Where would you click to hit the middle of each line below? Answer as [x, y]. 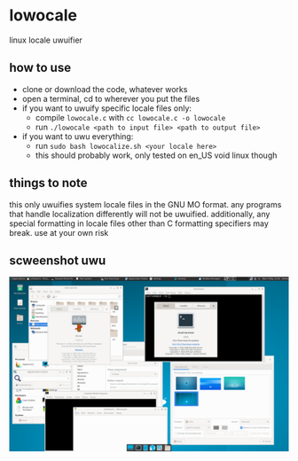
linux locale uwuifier [46, 40]
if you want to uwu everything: [78, 136]
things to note [48, 183]
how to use [40, 68]
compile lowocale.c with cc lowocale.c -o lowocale [130, 117]
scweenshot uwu [58, 260]
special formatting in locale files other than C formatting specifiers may [139, 223]
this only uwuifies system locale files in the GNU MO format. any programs [145, 204]
